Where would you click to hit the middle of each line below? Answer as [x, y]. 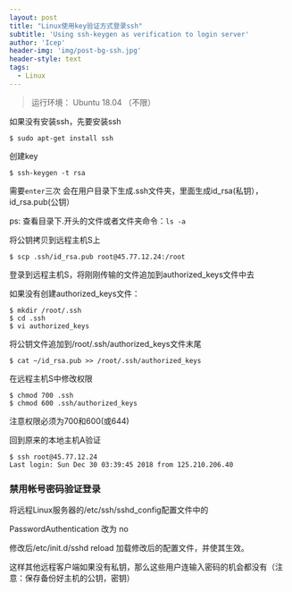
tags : [19, 68]
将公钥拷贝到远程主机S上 [55, 240]
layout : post [33, 17]
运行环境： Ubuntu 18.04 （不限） [93, 102]
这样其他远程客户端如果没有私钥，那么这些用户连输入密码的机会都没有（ [142, 567]
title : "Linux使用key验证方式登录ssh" [76, 26]
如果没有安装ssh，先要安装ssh [66, 121]
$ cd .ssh [28, 318]
